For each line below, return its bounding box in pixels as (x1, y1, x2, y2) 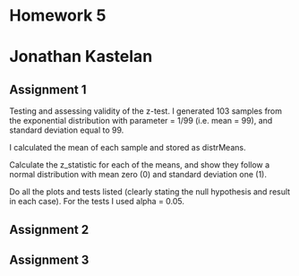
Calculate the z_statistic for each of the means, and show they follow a (9, 160, 270, 170)
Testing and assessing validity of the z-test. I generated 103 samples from (9, 106, 283, 116)
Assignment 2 (9, 221, 90, 237)
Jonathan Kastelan (9, 47, 153, 67)
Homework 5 (9, 5, 107, 26)
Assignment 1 (9, 82, 87, 97)
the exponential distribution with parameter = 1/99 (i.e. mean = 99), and (9, 116, 273, 126)
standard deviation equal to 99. (9, 125, 124, 135)
